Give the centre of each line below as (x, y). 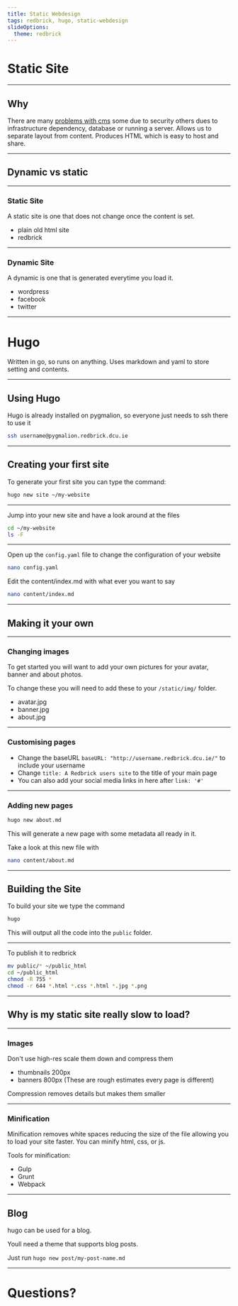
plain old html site (43, 230)
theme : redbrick (38, 34)
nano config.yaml (33, 568)
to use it (19, 423)
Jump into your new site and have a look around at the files (93, 515)
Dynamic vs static (48, 172)
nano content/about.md (41, 860)
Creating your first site (58, 465)
